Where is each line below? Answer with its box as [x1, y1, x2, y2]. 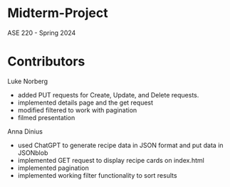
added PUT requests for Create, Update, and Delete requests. [17, 90, 199, 99]
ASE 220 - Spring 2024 [7, 28, 76, 37]
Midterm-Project [7, 5, 108, 21]
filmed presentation [17, 113, 75, 122]
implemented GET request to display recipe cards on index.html [17, 156, 204, 164]
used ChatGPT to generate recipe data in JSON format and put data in [17, 141, 224, 149]
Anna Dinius [7, 127, 43, 136]
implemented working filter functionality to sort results [17, 171, 177, 179]
